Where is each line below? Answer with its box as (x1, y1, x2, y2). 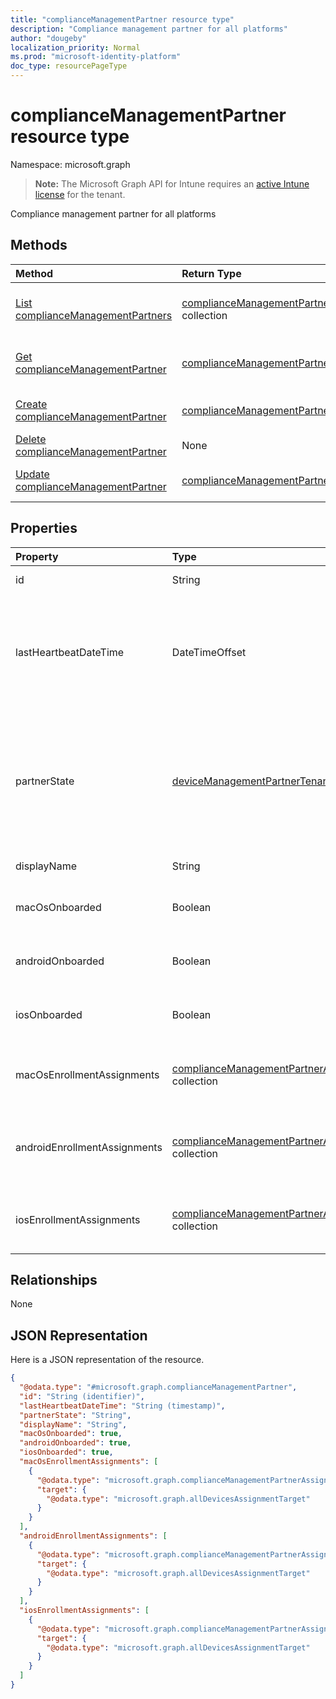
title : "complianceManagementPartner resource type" (10, 14, 235, 25)
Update (15, 467, 50, 481)
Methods (10, 237, 68, 254)
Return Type (181, 266, 242, 280)
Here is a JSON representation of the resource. (10, 1354, 205, 1366)
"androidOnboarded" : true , (19, 1438, 132, 1448)
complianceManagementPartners (15, 308, 173, 322)
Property (15, 549, 59, 563)
